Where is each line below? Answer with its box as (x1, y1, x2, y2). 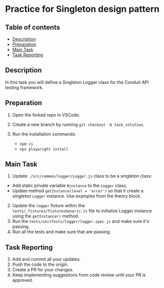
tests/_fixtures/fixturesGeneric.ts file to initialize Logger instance (12, 208, 152, 214)
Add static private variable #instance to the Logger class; (12, 182, 127, 188)
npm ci (19, 142, 33, 146)
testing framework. (5, 84, 44, 90)
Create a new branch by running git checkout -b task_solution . (12, 121, 144, 127)
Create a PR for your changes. (12, 267, 74, 273)
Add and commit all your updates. (12, 256, 81, 262)
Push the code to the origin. (12, 261, 69, 267)
